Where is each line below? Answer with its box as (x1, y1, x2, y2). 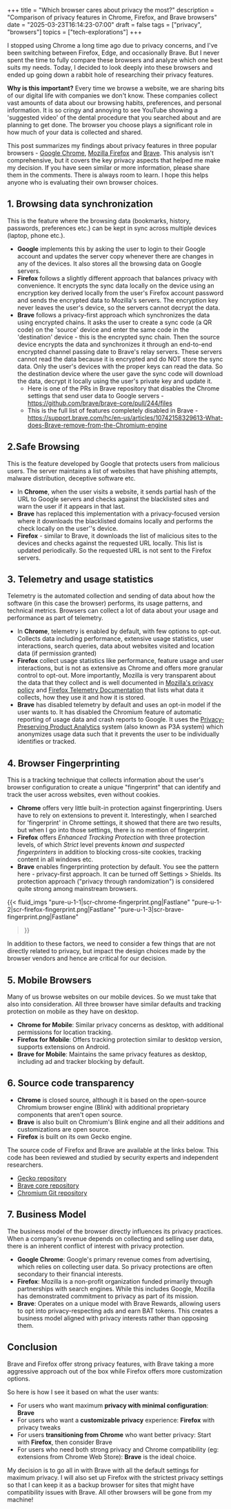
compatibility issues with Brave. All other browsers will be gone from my (7, 1488, 212, 1496)
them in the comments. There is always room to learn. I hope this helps (7, 171, 209, 179)
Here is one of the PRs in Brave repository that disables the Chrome (27, 384, 220, 393)
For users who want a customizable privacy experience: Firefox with (17, 1416, 215, 1424)
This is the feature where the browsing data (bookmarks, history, (7, 216, 191, 225)
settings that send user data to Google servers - (27, 391, 164, 400)
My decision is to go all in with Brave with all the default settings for (7, 1465, 199, 1474)
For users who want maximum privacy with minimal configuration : (17, 1401, 209, 1409)
